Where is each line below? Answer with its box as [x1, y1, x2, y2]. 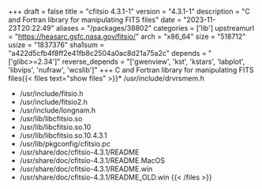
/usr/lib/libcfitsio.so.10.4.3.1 [19, 131, 108, 140]
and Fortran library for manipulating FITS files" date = [8, 15, 182, 24]
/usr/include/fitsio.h [19, 89, 84, 98]
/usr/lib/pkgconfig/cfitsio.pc [19, 139, 110, 148]
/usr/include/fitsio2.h [19, 98, 88, 106]
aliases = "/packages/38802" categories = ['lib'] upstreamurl [55, 24, 255, 32]
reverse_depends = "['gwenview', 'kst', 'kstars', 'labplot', [62, 57, 245, 66]
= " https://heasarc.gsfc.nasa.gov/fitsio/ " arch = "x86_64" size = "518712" [8, 31, 246, 41]
